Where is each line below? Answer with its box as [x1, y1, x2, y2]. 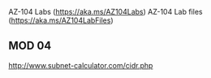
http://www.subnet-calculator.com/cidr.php [8, 60, 153, 70]
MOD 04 [8, 39, 52, 53]
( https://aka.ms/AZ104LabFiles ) [8, 15, 114, 25]
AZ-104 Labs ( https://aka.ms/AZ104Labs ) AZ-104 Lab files [8, 7, 203, 16]
